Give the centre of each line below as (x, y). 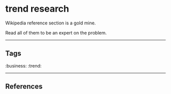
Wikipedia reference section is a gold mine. (51, 23)
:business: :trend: (23, 66)
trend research (37, 9)
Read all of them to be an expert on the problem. (56, 33)
